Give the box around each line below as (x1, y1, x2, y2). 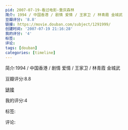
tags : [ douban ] (5, 45, 38, 50)
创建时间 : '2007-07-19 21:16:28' (5, 27, 73, 32)
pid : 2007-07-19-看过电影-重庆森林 (5, 7, 75, 13)
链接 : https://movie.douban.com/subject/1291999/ (5, 21, 111, 27)
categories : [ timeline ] (5, 50, 56, 55)
